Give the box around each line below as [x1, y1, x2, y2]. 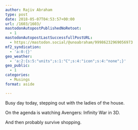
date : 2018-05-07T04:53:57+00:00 [5, 16, 75, 21]
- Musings [9, 77, 30, 82]
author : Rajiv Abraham [5, 7, 52, 12]
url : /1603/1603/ [5, 21, 41, 26]
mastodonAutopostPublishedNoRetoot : [5, 26, 81, 31]
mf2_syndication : [5, 44, 41, 49]
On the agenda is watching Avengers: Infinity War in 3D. [5, 109, 120, 115]
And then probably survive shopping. [5, 119, 81, 125]
